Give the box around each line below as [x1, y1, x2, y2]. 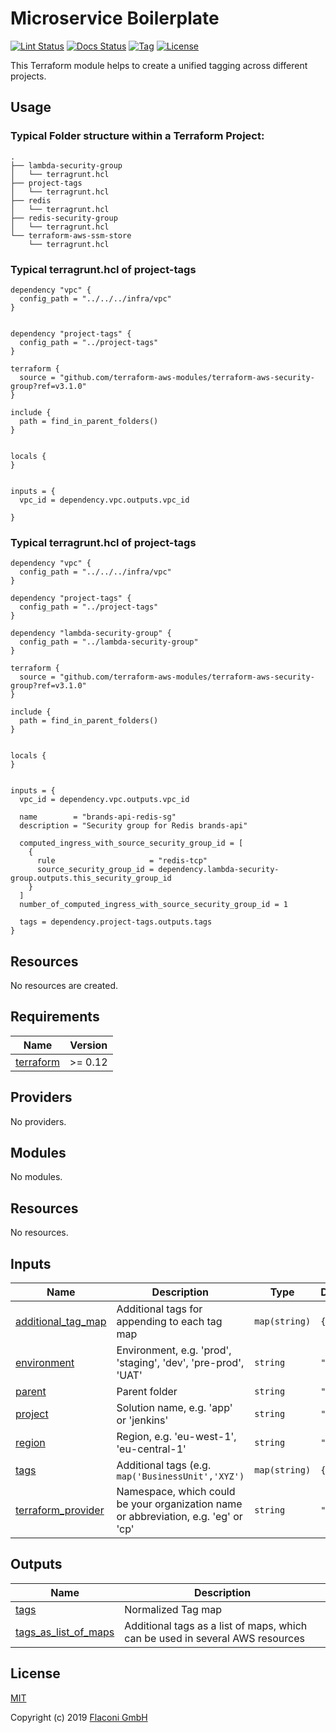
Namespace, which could [116, 1485, 236, 1499]
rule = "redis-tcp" [36, 856, 208, 866]
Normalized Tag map [124, 1602, 222, 1616]
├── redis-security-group [10, 213, 118, 223]
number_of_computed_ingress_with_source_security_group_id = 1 [19, 900, 288, 910]
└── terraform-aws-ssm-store [10, 230, 132, 241]
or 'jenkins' [116, 1413, 169, 1427]
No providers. [10, 1115, 67, 1127]
